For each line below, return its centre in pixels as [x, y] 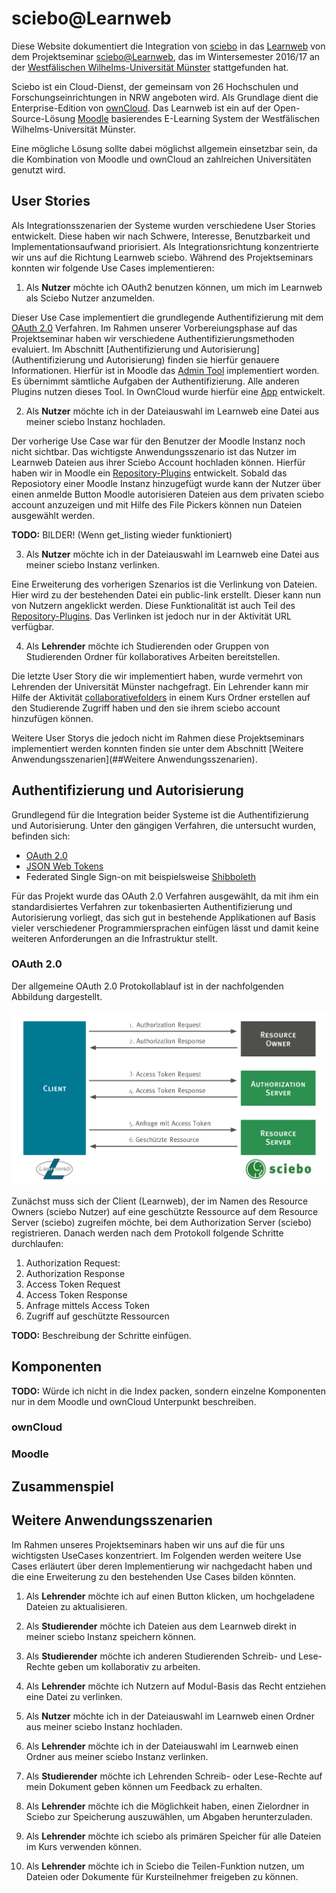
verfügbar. [33, 626]
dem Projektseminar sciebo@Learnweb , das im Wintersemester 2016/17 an [166, 56]
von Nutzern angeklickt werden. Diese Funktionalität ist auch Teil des [153, 605]
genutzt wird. [38, 169]
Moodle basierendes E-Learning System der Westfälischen [199, 118]
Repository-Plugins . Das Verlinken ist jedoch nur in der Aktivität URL [151, 616]
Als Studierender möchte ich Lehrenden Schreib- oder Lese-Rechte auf [174, 1776]
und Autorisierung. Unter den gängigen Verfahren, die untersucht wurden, [163, 825]
